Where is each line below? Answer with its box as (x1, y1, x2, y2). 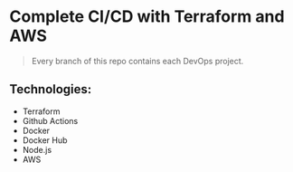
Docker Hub (22, 134, 68, 146)
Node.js (22, 144, 52, 155)
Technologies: (9, 81, 92, 97)
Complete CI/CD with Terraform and (9, 6, 285, 27)
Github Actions (22, 115, 79, 126)
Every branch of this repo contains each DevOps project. (31, 55, 244, 66)
